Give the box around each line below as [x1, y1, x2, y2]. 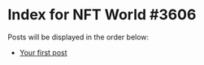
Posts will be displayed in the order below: [7, 32, 150, 42]
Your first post [19, 47, 67, 57]
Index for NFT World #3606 [7, 6, 197, 24]
